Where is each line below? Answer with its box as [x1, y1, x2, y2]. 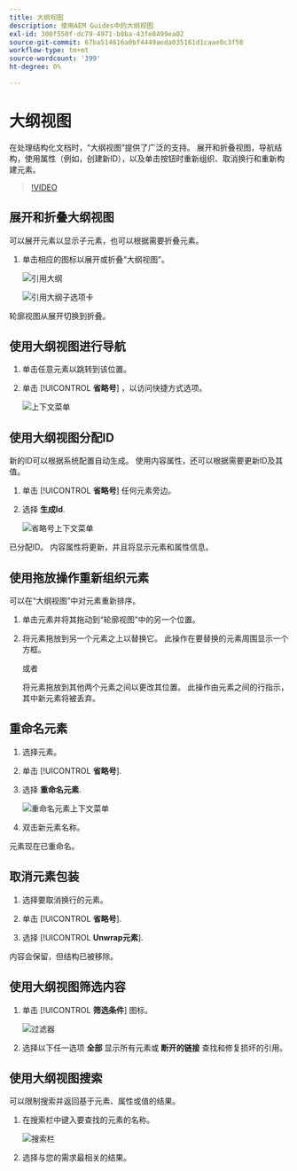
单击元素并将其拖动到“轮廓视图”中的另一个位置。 [21, 614, 201, 625]
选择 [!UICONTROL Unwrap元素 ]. [21, 932, 144, 942]
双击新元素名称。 [21, 822, 85, 832]
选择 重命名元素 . [21, 784, 82, 794]
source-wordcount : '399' [9, 54, 101, 63]
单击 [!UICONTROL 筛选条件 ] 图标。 [21, 1004, 153, 1015]
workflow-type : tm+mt [9, 46, 90, 55]
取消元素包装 [9, 870, 80, 885]
